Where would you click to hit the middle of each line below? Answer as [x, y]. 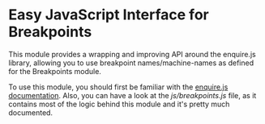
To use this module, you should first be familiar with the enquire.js [118, 87]
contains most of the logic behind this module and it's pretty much [119, 104]
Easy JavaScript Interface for [109, 15]
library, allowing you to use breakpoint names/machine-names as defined [131, 63]
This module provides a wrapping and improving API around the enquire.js [132, 54]
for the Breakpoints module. [55, 71]
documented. [31, 112]
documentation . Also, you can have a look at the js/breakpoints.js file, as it [132, 95]
